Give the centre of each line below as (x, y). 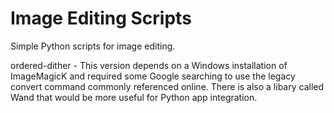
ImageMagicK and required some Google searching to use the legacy (153, 76)
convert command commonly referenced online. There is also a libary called (167, 86)
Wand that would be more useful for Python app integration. (134, 97)
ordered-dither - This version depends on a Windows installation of (149, 65)
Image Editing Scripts (101, 18)
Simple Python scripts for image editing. (93, 46)
